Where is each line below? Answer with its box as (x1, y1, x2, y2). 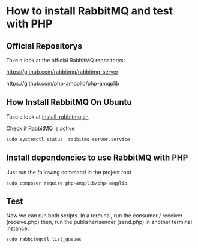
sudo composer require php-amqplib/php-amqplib (6, 180, 128, 186)
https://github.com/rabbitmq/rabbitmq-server (6, 68, 119, 75)
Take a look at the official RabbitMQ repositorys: (6, 57, 125, 63)
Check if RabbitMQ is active (6, 125, 75, 132)
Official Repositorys (6, 41, 83, 51)
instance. (6, 225, 29, 232)
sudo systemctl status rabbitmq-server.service (6, 136, 130, 142)
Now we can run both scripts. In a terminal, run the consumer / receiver (6, 212, 183, 219)
